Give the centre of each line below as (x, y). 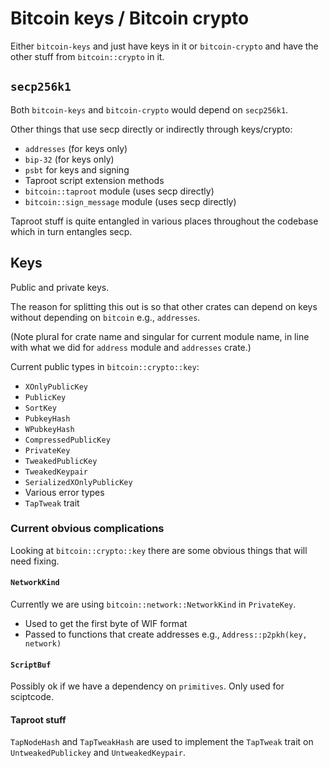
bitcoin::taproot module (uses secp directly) (119, 191)
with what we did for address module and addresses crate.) (131, 347)
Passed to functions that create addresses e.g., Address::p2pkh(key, (166, 634)
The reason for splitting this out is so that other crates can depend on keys (164, 306)
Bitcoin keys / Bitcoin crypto (130, 18)
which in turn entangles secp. (71, 231)
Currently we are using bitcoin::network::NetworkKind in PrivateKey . (153, 604)
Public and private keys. (60, 287)
